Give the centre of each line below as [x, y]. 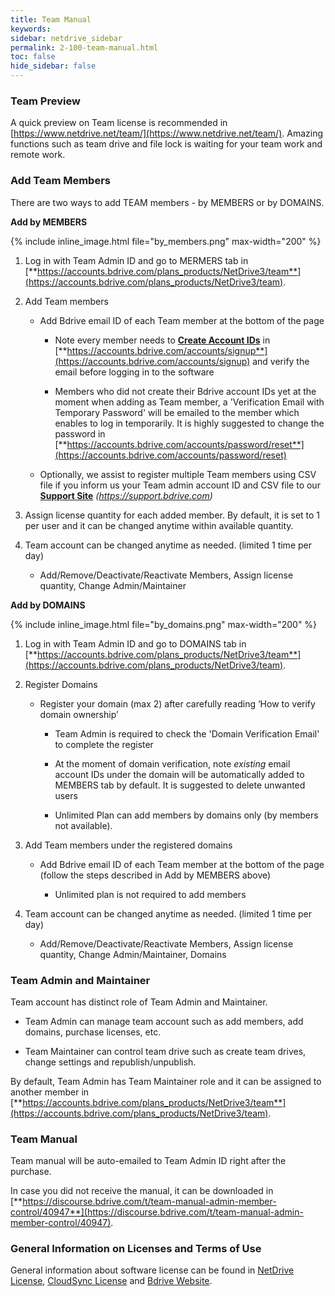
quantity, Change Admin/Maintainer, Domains [133, 954]
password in [80, 433]
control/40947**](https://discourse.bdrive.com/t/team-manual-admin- [157, 1212]
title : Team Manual [51, 19]
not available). [83, 825]
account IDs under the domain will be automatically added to [179, 774]
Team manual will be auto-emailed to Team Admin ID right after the [148, 1161]
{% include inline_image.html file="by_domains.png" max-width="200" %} [164, 624]
